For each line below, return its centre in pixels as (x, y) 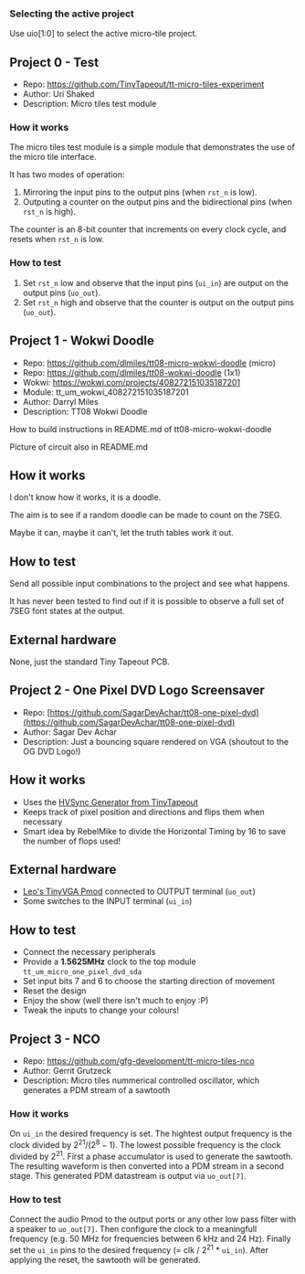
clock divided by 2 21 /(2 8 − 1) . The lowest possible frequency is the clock (145, 1144)
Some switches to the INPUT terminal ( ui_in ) (107, 901)
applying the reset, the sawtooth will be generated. (105, 1259)
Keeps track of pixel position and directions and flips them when (143, 812)
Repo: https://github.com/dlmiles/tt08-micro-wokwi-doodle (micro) (149, 363)
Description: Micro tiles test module (89, 104)
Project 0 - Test (54, 62)
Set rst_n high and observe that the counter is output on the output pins (158, 302)
